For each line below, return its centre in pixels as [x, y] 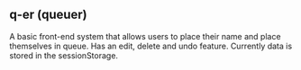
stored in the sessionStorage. [64, 55]
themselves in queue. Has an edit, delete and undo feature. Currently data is [151, 46]
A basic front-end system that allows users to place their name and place [145, 36]
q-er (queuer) [48, 15]
